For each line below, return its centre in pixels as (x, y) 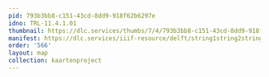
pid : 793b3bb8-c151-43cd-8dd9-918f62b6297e (82, 16)
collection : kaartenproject (55, 61)
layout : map (28, 53)
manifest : (25, 38)
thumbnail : (26, 30)
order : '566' (30, 46)
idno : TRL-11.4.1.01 (43, 23)
